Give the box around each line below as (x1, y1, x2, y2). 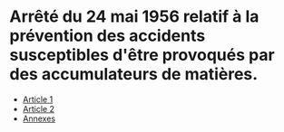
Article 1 (22, 93, 54, 105)
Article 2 (22, 103, 54, 114)
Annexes (22, 113, 56, 124)
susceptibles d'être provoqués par (9, 45, 275, 65)
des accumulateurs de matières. (9, 64, 259, 85)
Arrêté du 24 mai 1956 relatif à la (9, 6, 260, 27)
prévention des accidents (9, 25, 206, 46)
